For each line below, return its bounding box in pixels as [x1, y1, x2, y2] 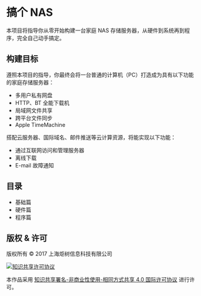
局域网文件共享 [15, 107, 53, 114]
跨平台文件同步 [15, 114, 53, 121]
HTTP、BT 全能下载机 [15, 99, 70, 106]
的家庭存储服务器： [6, 78, 54, 86]
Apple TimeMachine [15, 121, 65, 128]
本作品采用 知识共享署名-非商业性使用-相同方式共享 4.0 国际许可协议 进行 [6, 276, 189, 283]
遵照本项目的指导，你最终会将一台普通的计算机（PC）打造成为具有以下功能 [6, 71, 194, 78]
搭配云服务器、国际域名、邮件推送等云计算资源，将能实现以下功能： [6, 133, 176, 141]
